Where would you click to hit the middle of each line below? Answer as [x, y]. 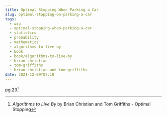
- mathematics [24, 42]
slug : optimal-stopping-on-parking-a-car [49, 14]
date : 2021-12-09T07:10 [30, 75]
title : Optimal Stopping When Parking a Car [52, 10]
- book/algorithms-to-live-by [41, 56]
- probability [24, 38]
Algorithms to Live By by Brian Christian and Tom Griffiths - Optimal [81, 104]
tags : [11, 19]
